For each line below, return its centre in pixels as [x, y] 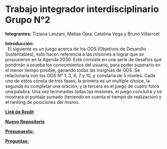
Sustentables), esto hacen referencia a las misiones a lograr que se [75, 54]
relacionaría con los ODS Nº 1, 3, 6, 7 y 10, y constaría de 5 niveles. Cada [80, 75]
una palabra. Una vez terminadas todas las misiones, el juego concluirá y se [83, 91]
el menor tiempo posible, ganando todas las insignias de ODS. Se [73, 70]
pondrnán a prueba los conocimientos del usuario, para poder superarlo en [83, 65]
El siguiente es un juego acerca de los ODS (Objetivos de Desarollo [77, 49]
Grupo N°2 [28, 20]
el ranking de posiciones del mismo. [42, 102]
